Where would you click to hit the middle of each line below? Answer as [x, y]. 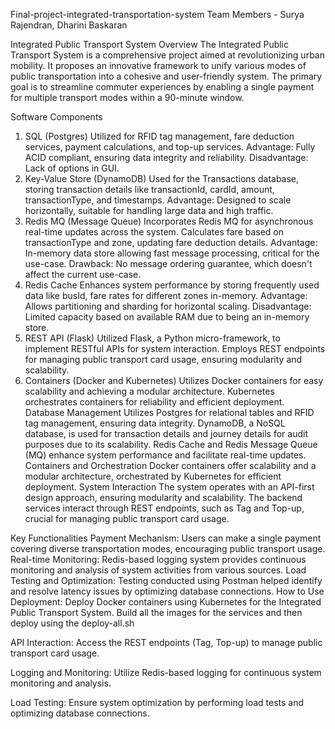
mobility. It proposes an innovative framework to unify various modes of [158, 65]
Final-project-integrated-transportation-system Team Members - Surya [157, 14]
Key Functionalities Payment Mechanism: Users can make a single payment [166, 538]
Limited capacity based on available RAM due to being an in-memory [167, 317]
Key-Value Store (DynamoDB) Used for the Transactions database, [162, 178]
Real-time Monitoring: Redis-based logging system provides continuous [158, 559]
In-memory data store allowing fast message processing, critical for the [172, 253]
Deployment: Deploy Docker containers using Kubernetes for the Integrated [166, 602]
